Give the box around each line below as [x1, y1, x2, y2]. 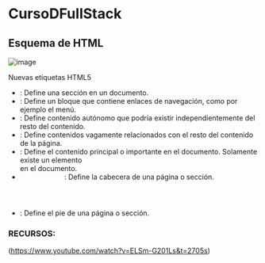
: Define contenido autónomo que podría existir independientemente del [19, 113, 255, 123]
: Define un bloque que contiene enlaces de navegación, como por [19, 97, 238, 105]
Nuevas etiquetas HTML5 [8, 73, 91, 82]
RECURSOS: [8, 227, 56, 238]
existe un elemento [19, 155, 83, 165]
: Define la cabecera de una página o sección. [63, 172, 214, 181]
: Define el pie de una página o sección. [19, 208, 150, 218]
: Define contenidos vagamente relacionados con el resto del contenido [19, 130, 254, 139]
